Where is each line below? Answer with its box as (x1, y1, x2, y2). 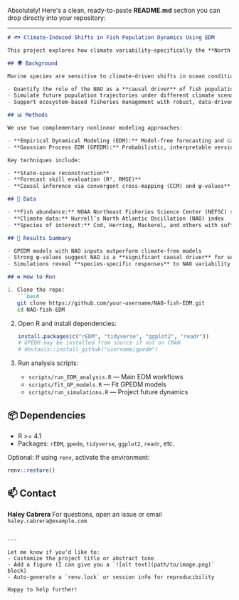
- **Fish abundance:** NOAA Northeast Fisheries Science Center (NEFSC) (7, 209, 228, 216)
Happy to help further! (7, 586, 78, 593)
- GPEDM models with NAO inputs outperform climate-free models (7, 247, 202, 255)
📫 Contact (7, 488, 57, 500)
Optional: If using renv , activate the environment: (7, 453, 150, 461)
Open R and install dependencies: (17, 319, 117, 327)
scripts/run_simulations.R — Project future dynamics (28, 388, 188, 396)
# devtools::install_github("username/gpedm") (17, 346, 159, 353)
